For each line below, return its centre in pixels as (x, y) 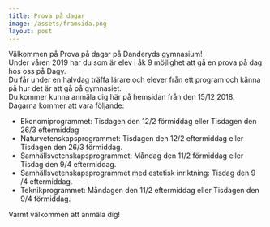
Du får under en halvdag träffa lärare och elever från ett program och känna (135, 80)
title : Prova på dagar (47, 16)
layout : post (30, 31)
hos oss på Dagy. (37, 71)
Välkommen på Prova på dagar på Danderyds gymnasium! (105, 54)
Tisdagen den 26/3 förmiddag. (71, 148)
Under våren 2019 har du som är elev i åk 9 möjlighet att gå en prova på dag (135, 62)
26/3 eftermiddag (49, 130)
